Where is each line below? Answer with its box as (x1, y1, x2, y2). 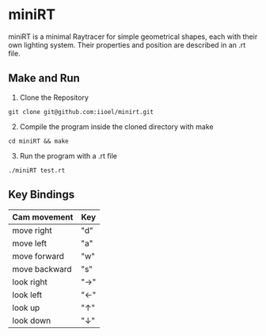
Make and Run (8, 71, 81, 85)
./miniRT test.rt (8, 166, 66, 174)
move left (12, 238, 47, 249)
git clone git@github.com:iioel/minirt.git (8, 108, 154, 116)
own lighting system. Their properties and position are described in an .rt (8, 40, 246, 49)
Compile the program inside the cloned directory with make (19, 121, 214, 132)
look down (12, 315, 51, 326)
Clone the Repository (19, 93, 89, 102)
